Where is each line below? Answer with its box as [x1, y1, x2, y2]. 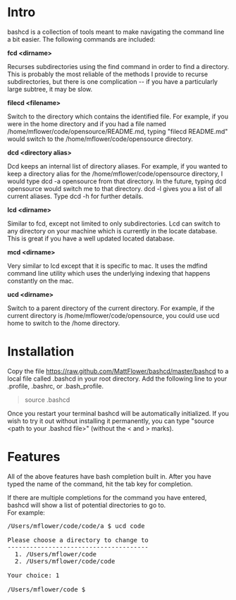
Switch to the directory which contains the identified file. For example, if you [7, 112, 229, 121]
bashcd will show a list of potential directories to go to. [7, 501, 166, 509]
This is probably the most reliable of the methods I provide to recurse [7, 70, 209, 78]
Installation [7, 343, 75, 360]
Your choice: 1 [7, 571, 60, 579]
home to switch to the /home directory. [7, 319, 120, 327]
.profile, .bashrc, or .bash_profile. [7, 381, 104, 390]
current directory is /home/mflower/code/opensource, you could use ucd [7, 311, 220, 319]
